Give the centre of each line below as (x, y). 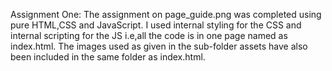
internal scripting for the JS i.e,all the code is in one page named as (149, 35)
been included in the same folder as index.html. (108, 57)
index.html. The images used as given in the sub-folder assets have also (159, 46)
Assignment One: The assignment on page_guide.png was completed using (166, 14)
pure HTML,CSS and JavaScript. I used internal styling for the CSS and (156, 25)
